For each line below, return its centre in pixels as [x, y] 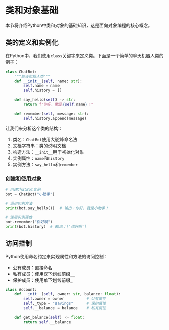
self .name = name [41, 86]
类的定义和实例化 [32, 43]
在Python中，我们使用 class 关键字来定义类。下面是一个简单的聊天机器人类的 [84, 55]
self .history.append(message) [55, 118]
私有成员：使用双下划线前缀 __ [44, 274]
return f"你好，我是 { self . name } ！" [59, 104]
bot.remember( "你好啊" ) [29, 222]
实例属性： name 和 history [38, 158]
